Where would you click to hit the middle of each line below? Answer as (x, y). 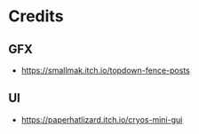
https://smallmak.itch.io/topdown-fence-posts (105, 70)
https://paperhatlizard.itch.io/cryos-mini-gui (102, 119)
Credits (36, 16)
